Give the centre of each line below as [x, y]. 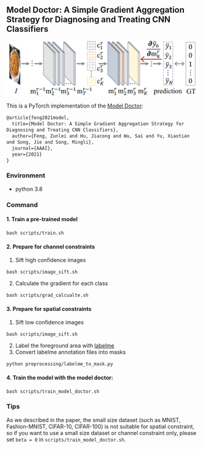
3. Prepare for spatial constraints [49, 308]
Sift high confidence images [50, 260]
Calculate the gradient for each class [61, 283]
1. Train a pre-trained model [42, 219]
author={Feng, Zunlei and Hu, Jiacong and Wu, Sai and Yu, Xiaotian [101, 136]
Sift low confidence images [49, 323]
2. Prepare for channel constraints [51, 246]
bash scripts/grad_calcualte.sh [47, 296]
